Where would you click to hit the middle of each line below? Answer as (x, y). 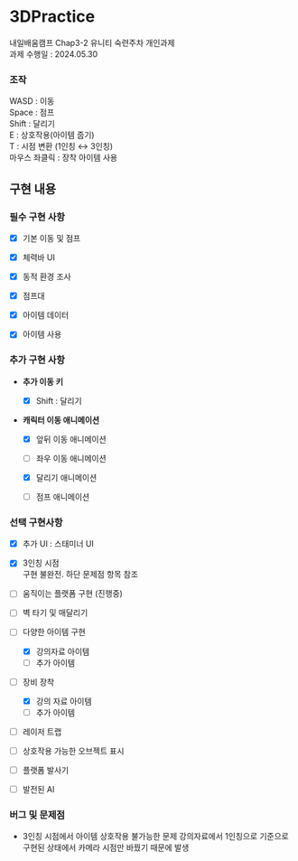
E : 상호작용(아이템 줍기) (52, 135)
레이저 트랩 (42, 731)
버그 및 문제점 (37, 815)
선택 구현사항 (36, 522)
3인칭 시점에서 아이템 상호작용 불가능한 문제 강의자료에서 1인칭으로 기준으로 (155, 837)
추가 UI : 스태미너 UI (58, 544)
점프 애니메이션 (63, 496)
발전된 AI (38, 790)
